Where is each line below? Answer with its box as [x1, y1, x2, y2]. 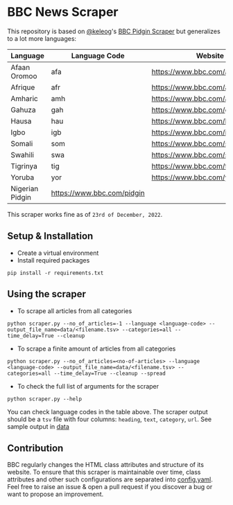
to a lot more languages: [7, 34, 77, 42]
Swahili [10, 150, 35, 159]
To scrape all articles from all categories [17, 306, 132, 315]
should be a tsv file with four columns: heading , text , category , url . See [7, 415, 212, 423]
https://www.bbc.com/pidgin [51, 188, 146, 197]
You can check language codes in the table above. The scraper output [7, 407, 208, 416]
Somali [10, 139, 33, 148]
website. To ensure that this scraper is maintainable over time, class [7, 468, 201, 477]
